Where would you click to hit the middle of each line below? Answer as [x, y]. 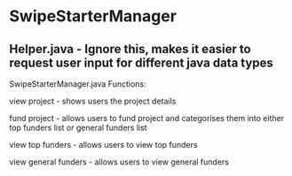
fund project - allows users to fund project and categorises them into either [147, 118]
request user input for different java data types [141, 62]
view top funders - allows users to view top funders [103, 145]
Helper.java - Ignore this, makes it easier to [130, 49]
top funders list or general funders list [79, 127]
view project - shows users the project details [93, 101]
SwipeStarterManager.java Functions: [78, 84]
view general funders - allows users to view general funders [119, 162]
